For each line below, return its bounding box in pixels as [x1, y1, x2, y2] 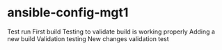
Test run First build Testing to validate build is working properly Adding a [7, 27, 216, 36]
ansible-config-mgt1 [7, 5, 129, 21]
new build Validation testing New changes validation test [7, 34, 169, 42]
